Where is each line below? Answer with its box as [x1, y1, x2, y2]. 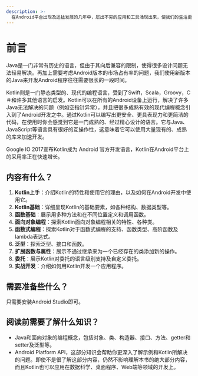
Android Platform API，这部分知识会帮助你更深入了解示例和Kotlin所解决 [14, 348, 188, 355]
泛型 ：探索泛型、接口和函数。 [14, 240, 87, 248]
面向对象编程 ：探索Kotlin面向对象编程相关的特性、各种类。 [14, 219, 158, 226]
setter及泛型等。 [14, 341, 55, 348]
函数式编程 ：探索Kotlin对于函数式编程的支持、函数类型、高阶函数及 [14, 226, 179, 233]
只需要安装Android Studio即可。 [6, 298, 84, 305]
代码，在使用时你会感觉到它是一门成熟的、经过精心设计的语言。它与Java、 [6, 118, 189, 126]
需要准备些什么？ [6, 281, 68, 292]
